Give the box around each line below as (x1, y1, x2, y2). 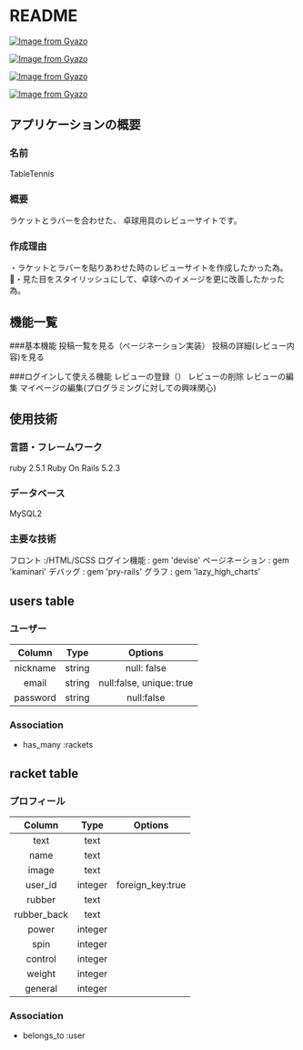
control (25, 953, 56, 965)
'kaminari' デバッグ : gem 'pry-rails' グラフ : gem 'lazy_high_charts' (9, 566, 261, 577)
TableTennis (9, 168, 55, 178)
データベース (9, 486, 66, 499)
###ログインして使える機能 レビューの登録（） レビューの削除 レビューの (9, 371, 287, 382)
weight (26, 967, 56, 980)
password (14, 691, 56, 704)
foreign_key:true (116, 878, 187, 891)
